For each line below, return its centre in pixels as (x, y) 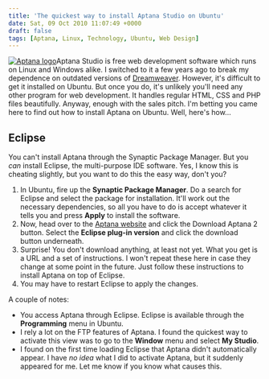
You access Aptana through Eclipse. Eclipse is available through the (132, 315)
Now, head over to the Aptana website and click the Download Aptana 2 (139, 224)
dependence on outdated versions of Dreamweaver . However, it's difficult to (134, 78)
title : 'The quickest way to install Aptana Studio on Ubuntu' (116, 16)
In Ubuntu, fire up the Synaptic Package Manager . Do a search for (130, 190)
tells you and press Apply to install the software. (100, 216)
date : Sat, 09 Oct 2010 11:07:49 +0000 (75, 23)
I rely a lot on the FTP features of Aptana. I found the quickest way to (134, 332)
